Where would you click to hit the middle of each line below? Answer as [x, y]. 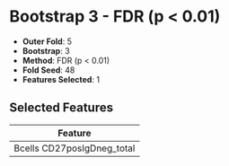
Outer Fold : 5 [47, 41]
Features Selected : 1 [61, 79]
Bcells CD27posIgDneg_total [75, 148]
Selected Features [62, 108]
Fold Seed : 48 [48, 70]
